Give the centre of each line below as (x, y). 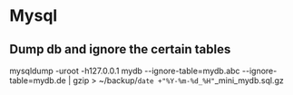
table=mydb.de (38, 81)
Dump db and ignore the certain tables (120, 49)
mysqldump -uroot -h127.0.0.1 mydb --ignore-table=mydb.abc (125, 71)
